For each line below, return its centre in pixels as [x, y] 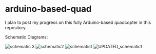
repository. [16, 27]
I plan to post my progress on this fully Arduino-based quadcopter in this [78, 22]
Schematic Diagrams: [27, 37]
